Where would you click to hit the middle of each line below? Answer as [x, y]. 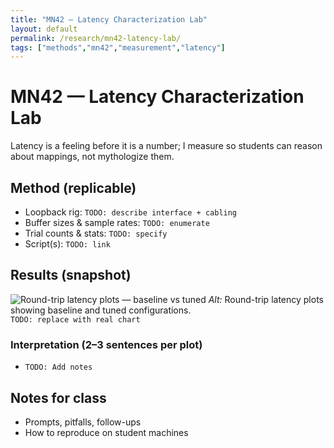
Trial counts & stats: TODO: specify [96, 233]
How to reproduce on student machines [106, 432]
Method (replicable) [73, 187]
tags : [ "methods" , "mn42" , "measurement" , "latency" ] [118, 47]
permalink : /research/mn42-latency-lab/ [96, 38]
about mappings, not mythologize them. [92, 157]
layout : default [44, 29]
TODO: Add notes [58, 367]
